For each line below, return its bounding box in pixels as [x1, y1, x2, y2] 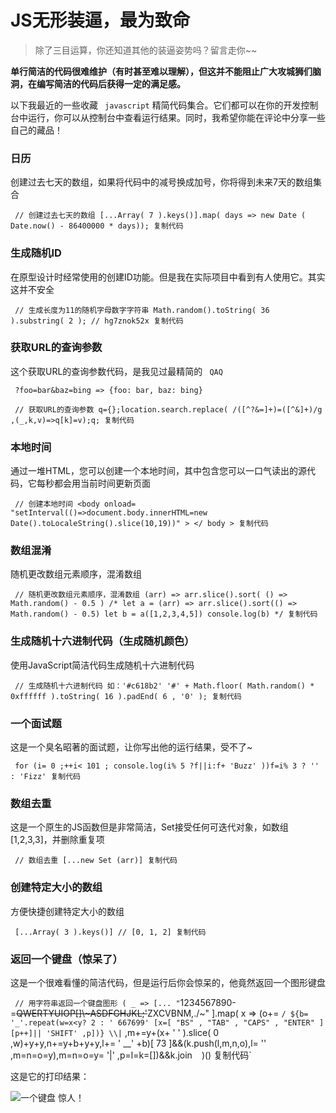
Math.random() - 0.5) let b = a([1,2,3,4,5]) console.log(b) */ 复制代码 [10, 609, 318, 620]
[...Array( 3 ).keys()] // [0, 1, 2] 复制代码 [14, 927, 207, 937]
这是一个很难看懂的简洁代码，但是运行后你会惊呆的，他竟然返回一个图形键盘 [10, 976, 326, 988]
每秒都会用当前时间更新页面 [36, 477, 151, 490]
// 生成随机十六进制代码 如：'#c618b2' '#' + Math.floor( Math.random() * [14, 681, 315, 691]
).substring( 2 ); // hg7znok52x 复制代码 [10, 316, 184, 326]
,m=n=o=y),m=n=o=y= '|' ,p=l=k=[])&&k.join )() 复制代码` [10, 1049, 252, 1061]
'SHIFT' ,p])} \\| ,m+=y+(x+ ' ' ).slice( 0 [46, 1026, 220, 1038]
